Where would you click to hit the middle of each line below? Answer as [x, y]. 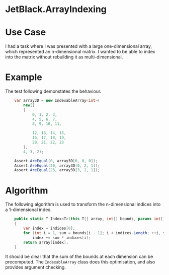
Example [24, 77]
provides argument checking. [36, 267]
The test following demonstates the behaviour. [53, 91]
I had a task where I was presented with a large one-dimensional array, [79, 46]
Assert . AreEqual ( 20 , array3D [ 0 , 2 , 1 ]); [57, 165]
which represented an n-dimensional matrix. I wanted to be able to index [80, 52]
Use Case [26, 32]
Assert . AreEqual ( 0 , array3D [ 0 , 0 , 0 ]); [56, 161]
